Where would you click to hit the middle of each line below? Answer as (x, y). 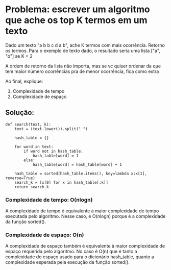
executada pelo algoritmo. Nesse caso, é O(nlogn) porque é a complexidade (86, 216)
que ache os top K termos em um (76, 20)
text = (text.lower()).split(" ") (51, 129)
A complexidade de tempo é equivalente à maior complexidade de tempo (82, 211)
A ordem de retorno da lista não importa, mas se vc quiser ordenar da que (83, 66)
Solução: (20, 113)
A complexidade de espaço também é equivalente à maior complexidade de (85, 246)
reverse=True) (20, 178)
